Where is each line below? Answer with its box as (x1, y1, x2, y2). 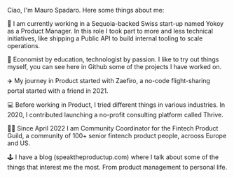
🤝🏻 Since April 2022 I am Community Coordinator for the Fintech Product (7, 124, 219, 132)
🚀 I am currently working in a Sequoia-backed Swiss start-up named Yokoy (7, 20, 224, 27)
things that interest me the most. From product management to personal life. (7, 163, 228, 171)
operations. (7, 42, 41, 50)
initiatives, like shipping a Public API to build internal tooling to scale (7, 34, 203, 43)
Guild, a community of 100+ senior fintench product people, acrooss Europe (7, 132, 227, 140)
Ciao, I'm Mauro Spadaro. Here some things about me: (7, 6, 165, 14)
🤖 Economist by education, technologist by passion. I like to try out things (7, 55, 219, 64)
